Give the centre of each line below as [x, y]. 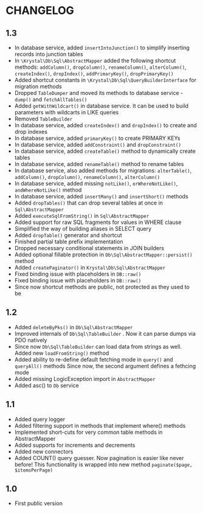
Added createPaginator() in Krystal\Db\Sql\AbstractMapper [90, 267]
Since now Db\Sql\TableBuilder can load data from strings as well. [98, 346]
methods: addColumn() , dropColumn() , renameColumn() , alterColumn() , [100, 67]
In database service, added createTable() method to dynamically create [105, 151]
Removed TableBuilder [43, 119]
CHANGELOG [40, 11]
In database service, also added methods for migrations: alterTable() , [103, 170]
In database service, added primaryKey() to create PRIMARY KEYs [97, 138]
